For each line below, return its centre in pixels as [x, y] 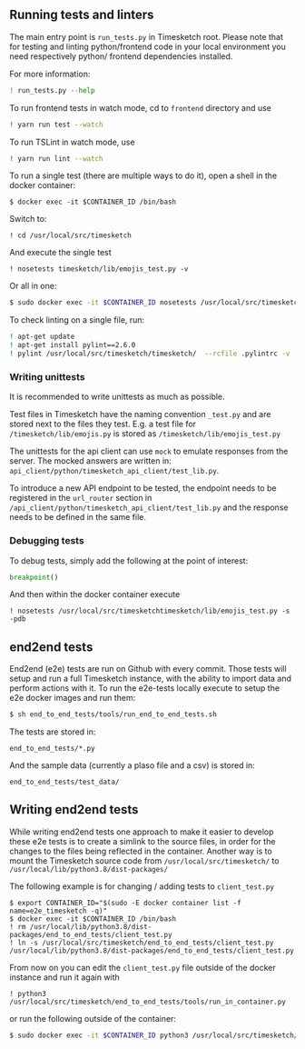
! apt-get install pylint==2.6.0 [73, 345]
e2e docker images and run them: [73, 698]
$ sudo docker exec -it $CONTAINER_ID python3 [99, 1035]
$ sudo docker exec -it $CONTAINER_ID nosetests [103, 303]
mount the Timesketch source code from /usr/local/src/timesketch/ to [144, 860]
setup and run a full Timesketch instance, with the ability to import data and [151, 679]
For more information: [50, 74]
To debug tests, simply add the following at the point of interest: [129, 560]
